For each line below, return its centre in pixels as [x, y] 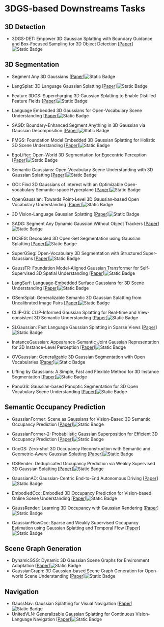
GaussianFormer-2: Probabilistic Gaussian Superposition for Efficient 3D [85, 434]
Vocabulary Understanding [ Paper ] [47, 204]
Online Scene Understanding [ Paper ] [49, 498]
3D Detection [25, 27]
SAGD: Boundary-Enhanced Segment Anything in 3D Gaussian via [79, 125]
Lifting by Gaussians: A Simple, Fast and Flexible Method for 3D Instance [85, 371]
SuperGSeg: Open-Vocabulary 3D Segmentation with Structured [77, 253]
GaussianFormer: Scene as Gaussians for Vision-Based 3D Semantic [81, 419]
